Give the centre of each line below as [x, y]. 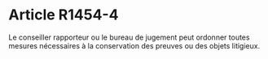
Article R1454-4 [64, 15]
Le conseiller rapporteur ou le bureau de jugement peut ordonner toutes [129, 37]
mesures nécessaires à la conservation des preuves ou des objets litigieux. [134, 45]
